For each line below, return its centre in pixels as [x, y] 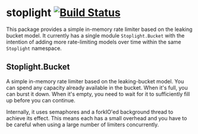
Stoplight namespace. [34, 48]
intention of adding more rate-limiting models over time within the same [94, 42]
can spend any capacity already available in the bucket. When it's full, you [97, 88]
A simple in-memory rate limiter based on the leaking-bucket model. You [95, 81]
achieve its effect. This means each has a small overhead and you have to [97, 118]
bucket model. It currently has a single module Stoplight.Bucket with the [95, 35]
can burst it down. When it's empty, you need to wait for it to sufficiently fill [98, 94]
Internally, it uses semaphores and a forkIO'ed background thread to [90, 112]
